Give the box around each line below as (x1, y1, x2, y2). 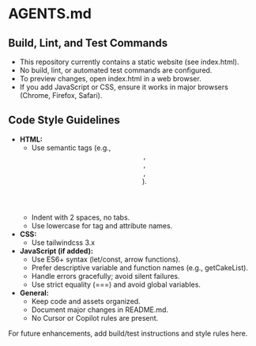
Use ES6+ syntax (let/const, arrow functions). (31, 254, 181, 264)
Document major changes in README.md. (31, 305, 168, 314)
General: (19, 288, 49, 297)
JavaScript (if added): (19, 246, 93, 255)
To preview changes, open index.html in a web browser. (19, 74, 201, 83)
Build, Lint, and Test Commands (8, 36, 168, 50)
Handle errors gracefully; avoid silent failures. (31, 271, 180, 280)
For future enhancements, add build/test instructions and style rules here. (8, 329, 248, 338)
